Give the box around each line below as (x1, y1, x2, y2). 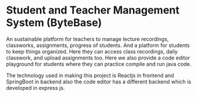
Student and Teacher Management (6, 4, 180, 17)
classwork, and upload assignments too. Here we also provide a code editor (6, 54, 190, 61)
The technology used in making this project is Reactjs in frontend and (6, 72, 175, 79)
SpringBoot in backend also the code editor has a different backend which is (6, 78, 192, 85)
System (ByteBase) (6, 16, 102, 29)
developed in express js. (6, 84, 65, 91)
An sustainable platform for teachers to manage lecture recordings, (6, 35, 169, 42)
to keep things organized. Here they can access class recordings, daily (6, 48, 178, 55)
